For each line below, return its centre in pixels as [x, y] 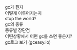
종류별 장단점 [18, 30]
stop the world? [21, 19]
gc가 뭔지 [14, 7]
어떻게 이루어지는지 [23, 13]
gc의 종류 [14, 24]
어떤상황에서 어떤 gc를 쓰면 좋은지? [38, 36]
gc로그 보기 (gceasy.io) [28, 42]
